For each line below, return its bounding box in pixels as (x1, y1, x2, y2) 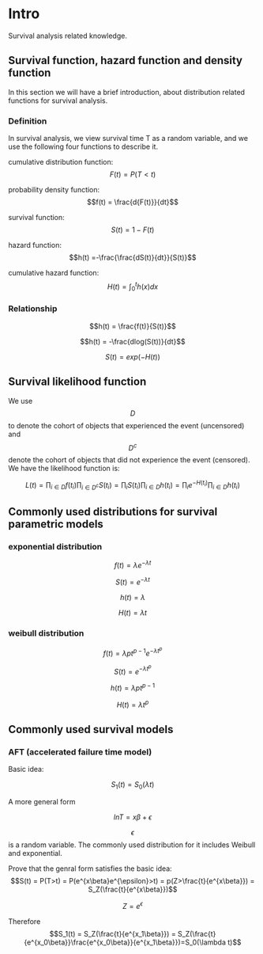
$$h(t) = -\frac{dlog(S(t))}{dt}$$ (80, 336, 186, 346)
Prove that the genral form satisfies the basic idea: (8, 864, 172, 873)
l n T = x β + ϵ (113, 812, 152, 822)
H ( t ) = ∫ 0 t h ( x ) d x (107, 280, 159, 293)
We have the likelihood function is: (8, 464, 120, 473)
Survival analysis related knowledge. (8, 31, 128, 40)
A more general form (8, 796, 76, 806)
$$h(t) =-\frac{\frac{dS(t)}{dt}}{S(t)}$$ (69, 253, 197, 262)
